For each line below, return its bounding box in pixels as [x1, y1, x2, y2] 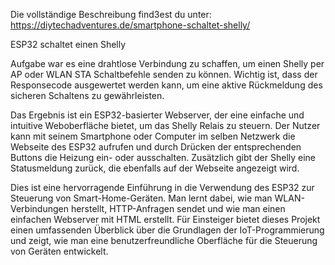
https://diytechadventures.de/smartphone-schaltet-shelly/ [10, 19, 251, 31]
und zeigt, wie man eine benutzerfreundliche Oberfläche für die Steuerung [10, 235, 318, 246]
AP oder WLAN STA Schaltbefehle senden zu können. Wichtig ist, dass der [10, 69, 318, 80]
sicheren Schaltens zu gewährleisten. [10, 90, 165, 101]
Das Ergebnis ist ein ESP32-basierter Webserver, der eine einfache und [10, 109, 305, 121]
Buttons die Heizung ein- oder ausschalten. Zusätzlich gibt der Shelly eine [10, 152, 317, 163]
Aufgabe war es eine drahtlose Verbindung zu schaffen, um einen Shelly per [10, 58, 325, 69]
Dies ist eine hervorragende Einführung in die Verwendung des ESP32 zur [10, 182, 315, 193]
